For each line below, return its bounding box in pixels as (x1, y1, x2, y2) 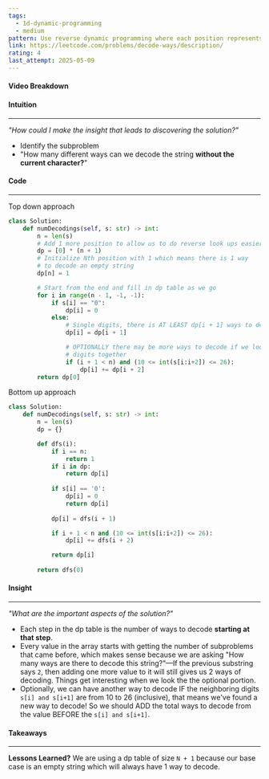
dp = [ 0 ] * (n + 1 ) (37, 247, 102, 255)
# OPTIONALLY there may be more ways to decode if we (65, 343, 249, 351)
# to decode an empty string (37, 262, 134, 270)
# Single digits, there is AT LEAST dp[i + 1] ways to (65, 321, 252, 329)
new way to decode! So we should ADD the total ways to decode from (19, 701, 251, 711)
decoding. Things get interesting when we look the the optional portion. (19, 675, 256, 685)
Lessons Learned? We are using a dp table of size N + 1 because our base (8, 753, 256, 763)
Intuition (8, 100, 38, 109)
